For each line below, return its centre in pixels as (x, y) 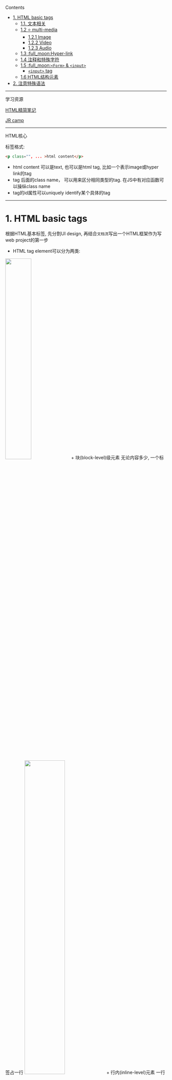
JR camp (15, 120)
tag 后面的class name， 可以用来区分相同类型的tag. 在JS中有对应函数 (86, 180)
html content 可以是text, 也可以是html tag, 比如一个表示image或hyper (85, 167)
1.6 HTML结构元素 (39, 77)
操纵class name (34, 186)
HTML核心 (16, 136)
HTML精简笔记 (21, 110)
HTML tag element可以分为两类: (46, 251)
